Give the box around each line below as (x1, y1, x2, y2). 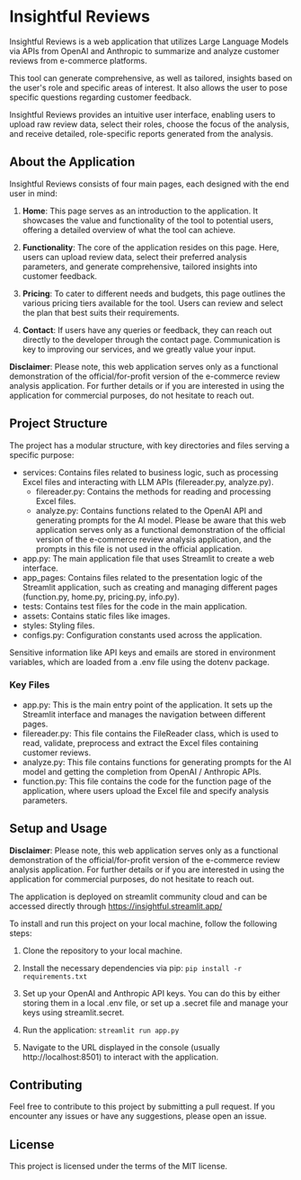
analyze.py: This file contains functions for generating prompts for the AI (22, 756, 292, 767)
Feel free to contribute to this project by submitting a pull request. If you (9, 1101, 276, 1112)
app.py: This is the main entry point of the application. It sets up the (22, 699, 273, 710)
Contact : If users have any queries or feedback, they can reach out (22, 324, 272, 335)
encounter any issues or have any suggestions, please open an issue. (9, 1111, 267, 1121)
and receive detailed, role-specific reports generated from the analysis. (9, 128, 274, 139)
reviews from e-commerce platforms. (9, 55, 147, 66)
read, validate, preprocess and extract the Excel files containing (22, 737, 259, 748)
